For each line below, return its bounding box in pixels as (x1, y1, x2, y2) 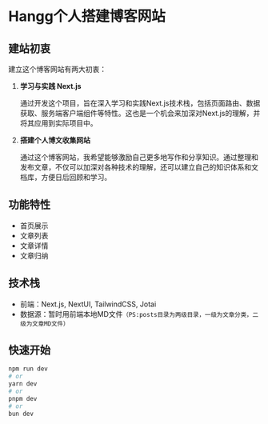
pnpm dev (8, 394, 38, 402)
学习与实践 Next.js (19, 82, 82, 90)
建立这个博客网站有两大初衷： (8, 65, 106, 74)
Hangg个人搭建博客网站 (8, 7, 166, 26)
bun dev (8, 410, 34, 418)
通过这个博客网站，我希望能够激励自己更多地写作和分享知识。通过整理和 (19, 153, 258, 162)
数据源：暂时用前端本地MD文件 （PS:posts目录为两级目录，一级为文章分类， (19, 309, 253, 318)
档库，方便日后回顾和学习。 (19, 173, 112, 182)
